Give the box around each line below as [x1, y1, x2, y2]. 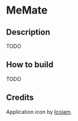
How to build [6, 60, 54, 70]
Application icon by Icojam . [6, 108, 72, 115]
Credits [6, 93, 34, 103]
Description [6, 27, 50, 37]
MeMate [6, 4, 48, 17]
